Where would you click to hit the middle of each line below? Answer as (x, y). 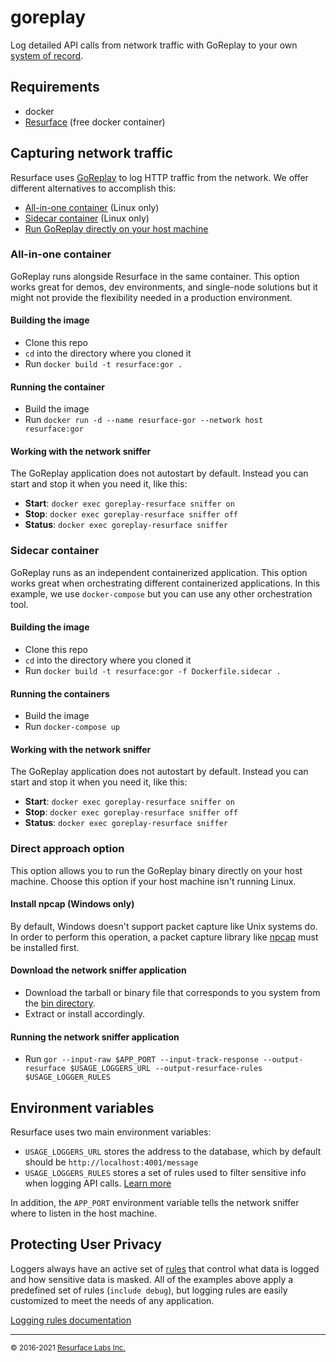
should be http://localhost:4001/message (111, 1162)
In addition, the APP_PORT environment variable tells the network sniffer (155, 1203)
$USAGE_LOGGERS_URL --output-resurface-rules (166, 1069)
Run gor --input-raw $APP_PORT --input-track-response (141, 1059)
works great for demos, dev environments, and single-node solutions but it (164, 287)
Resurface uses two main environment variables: (111, 1132)
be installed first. (45, 947)
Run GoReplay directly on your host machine (116, 228)
